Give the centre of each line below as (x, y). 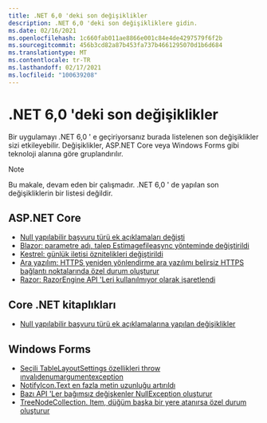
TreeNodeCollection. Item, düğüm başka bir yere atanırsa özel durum (133, 402)
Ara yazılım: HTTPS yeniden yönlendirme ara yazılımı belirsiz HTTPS (132, 263)
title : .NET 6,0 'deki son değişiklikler (78, 16)
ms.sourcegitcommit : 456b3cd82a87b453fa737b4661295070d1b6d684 (116, 45)
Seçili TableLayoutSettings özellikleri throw (90, 368)
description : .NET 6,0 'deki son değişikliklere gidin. (103, 23)
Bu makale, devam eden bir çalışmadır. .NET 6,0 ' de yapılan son (114, 184)
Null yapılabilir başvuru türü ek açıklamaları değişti (102, 237)
